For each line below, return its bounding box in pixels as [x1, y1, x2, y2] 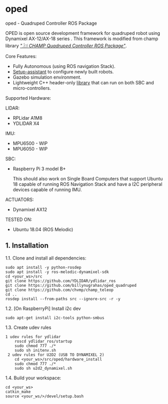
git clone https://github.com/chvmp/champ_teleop [5, 287, 114, 292]
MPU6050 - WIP [12, 145, 48, 152]
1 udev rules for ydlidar [5, 334, 61, 339]
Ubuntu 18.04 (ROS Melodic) [12, 226, 73, 232]
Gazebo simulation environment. [12, 74, 82, 80]
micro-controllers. [12, 85, 51, 91]
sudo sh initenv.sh [14, 347, 57, 353]
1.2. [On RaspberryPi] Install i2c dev [5, 305, 81, 311]
